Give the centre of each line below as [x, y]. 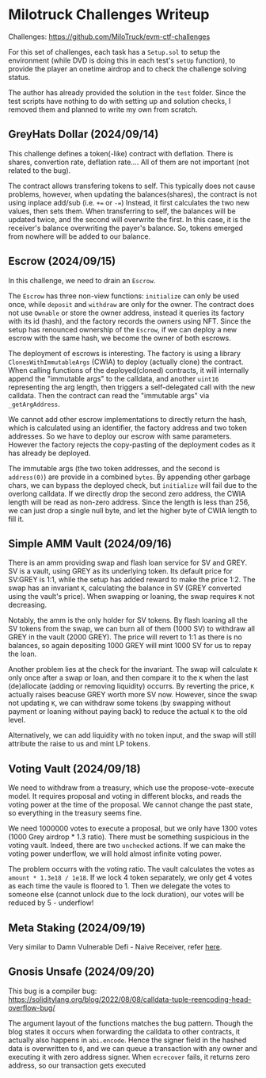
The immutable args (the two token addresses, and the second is [114, 468]
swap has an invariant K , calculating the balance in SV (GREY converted [125, 588]
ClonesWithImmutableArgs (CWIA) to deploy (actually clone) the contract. [126, 362]
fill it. [16, 519]
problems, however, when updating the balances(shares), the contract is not [133, 194]
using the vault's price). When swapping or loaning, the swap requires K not [131, 597]
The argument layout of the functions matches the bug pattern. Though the [131, 1023]
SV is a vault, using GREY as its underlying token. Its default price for [121, 571]
